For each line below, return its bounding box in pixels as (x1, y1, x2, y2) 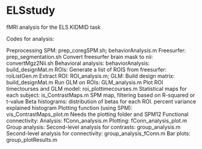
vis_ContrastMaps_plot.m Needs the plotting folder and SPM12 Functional (6, 111, 189, 118)
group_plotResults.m (6, 136, 58, 143)
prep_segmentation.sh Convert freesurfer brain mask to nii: (6, 53, 153, 60)
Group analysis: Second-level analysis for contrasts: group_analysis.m (6, 123, 181, 130)
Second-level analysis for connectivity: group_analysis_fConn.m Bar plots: (6, 130, 191, 137)
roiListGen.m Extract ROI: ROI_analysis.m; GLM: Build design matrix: (6, 72, 175, 79)
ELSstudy (6, 4, 55, 17)
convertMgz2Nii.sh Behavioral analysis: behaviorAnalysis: (6, 59, 150, 67)
